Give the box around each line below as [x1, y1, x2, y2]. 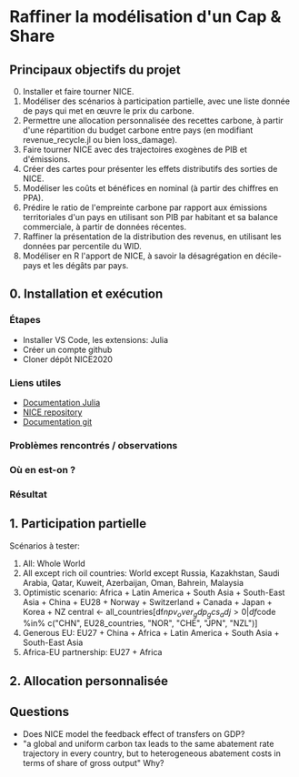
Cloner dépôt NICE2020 [22, 353, 114, 365]
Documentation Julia [22, 397, 101, 408]
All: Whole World [22, 558, 86, 569]
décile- [254, 250, 282, 261]
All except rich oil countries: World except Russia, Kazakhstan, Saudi [22, 567, 280, 579]
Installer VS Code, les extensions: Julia [22, 334, 169, 345]
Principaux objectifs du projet [9, 62, 182, 77]
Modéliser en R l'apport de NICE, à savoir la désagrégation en [22, 250, 254, 261]
